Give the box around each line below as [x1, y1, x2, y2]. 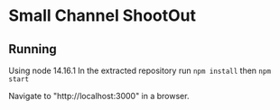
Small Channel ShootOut [8, 5, 196, 26]
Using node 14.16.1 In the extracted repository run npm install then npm [8, 65, 272, 76]
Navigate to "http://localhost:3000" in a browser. [8, 91, 190, 101]
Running [8, 41, 58, 57]
